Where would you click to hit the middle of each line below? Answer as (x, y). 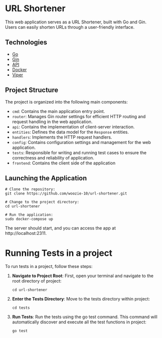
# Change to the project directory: (42, 202)
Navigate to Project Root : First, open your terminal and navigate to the (83, 276)
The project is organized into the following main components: (66, 102)
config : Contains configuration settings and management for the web (81, 142)
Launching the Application (46, 178)
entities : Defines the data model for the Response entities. (70, 132)
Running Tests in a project (59, 253)
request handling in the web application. (52, 122)
